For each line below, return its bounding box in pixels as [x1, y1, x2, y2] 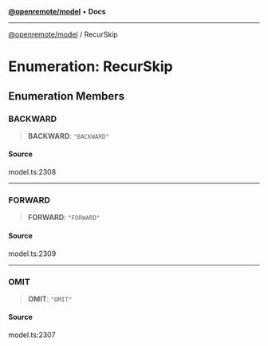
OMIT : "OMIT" [27, 294, 73, 304]
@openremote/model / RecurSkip [8, 29, 118, 39]
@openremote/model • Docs [8, 7, 106, 16]
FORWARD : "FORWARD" [27, 213, 100, 222]
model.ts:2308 [8, 167, 57, 177]
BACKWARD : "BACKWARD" [27, 131, 110, 140]
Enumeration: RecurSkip [8, 57, 173, 76]
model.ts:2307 [8, 330, 56, 340]
